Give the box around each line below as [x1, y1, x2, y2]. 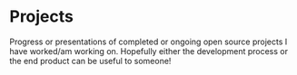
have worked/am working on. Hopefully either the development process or [9, 45, 289, 56]
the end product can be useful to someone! [9, 55, 172, 66]
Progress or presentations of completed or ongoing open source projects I [9, 36, 288, 47]
